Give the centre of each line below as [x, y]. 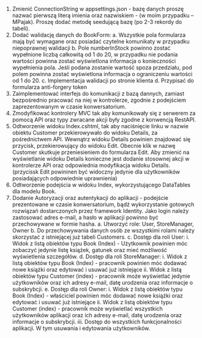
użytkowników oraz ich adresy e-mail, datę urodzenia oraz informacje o [103, 282]
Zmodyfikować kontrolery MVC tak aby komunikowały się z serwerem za [104, 113]
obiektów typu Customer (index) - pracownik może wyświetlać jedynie [101, 276]
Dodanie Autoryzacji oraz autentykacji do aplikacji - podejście [90, 198]
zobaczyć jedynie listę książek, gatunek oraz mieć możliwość [89, 250]
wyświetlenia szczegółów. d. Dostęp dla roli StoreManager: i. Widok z [100, 256]
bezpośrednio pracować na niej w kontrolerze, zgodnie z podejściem [99, 100]
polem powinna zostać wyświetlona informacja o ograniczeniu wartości [102, 74]
